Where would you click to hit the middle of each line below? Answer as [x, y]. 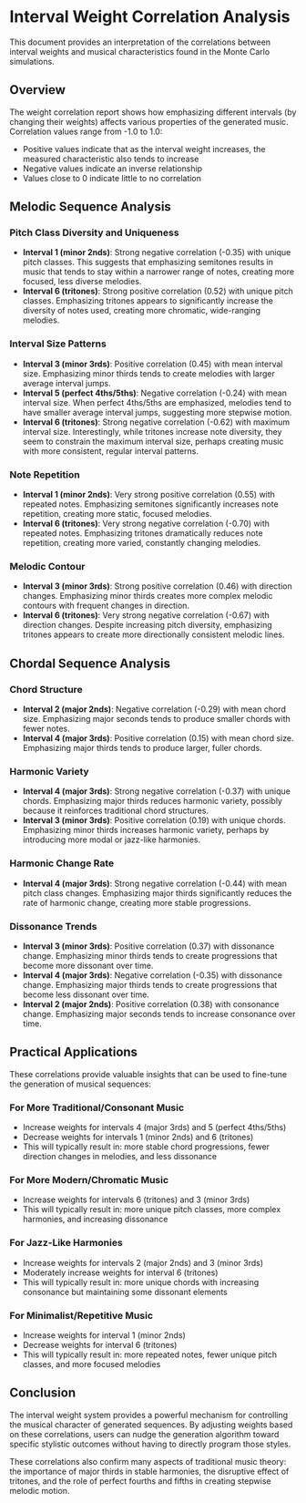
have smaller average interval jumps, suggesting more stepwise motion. [157, 412]
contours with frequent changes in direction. [106, 606]
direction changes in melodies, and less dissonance [119, 1157]
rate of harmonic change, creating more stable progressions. [137, 902]
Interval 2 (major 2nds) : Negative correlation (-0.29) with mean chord [154, 709]
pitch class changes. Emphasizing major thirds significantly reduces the [157, 893]
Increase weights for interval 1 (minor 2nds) [104, 1335]
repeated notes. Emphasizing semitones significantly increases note [151, 504]
